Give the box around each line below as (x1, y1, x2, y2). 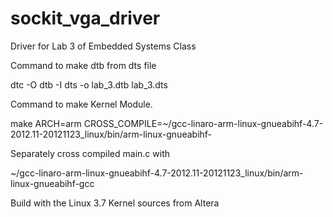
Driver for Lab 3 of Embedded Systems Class (10, 40, 197, 52)
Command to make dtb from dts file (10, 59, 157, 71)
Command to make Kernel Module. (10, 98, 153, 110)
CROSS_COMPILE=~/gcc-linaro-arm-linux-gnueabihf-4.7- (83, 117, 324, 129)
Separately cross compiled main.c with (10, 147, 171, 159)
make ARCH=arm (10, 117, 82, 129)
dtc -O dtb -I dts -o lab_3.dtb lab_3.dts (10, 78, 168, 91)
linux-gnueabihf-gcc (10, 177, 95, 189)
